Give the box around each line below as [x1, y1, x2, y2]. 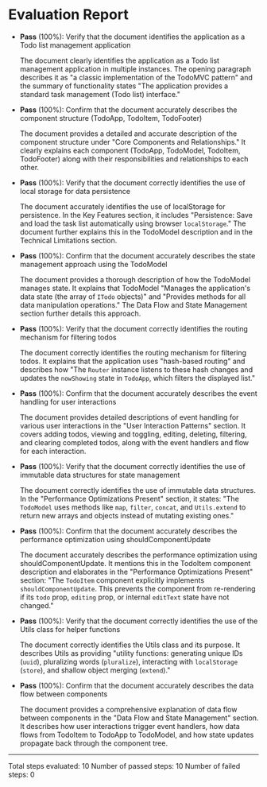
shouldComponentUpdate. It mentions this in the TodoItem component [19, 558, 251, 568]
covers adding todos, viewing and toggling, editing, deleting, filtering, [19, 429, 248, 439]
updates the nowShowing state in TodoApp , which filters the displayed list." [19, 373, 256, 382]
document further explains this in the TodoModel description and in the [19, 227, 253, 236]
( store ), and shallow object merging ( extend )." [19, 665, 171, 675]
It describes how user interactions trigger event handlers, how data [19, 721, 240, 731]
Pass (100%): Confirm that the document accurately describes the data [19, 680, 254, 690]
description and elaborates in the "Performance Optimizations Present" [19, 567, 253, 576]
